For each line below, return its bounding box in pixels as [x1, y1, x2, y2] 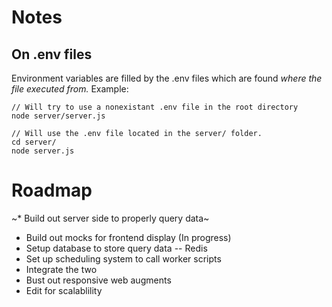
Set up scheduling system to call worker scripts [25, 252, 222, 265]
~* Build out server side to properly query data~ [11, 212, 210, 224]
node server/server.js [11, 111, 106, 121]
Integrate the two [25, 263, 98, 275]
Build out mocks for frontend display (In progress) [25, 231, 232, 243]
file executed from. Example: [11, 83, 129, 95]
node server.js [11, 146, 75, 156]
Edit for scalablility [25, 284, 103, 296]
